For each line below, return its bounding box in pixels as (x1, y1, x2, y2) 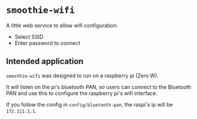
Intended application (6, 56, 84, 66)
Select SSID (14, 33, 44, 40)
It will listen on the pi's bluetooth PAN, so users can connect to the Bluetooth (6, 83, 192, 90)
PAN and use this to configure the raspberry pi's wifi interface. (6, 90, 158, 97)
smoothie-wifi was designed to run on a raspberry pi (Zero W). (6, 72, 159, 79)
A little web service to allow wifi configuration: (6, 22, 118, 29)
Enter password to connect (14, 39, 81, 46)
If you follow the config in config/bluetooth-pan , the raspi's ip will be (6, 101, 173, 108)
